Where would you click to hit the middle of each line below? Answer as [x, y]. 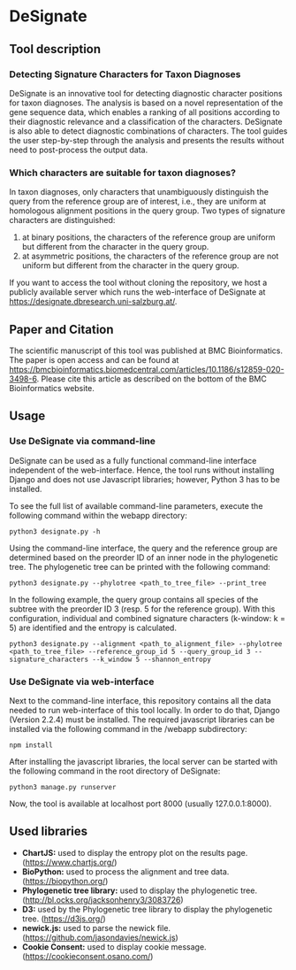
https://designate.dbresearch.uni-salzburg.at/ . [93, 302]
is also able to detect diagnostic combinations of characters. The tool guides [148, 131]
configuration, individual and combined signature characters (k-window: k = [147, 618]
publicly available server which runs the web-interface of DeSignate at [137, 292]
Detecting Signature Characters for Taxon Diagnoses [125, 74]
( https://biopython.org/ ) [65, 881]
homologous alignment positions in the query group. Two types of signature [147, 211]
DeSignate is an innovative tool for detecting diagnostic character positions [146, 93]
